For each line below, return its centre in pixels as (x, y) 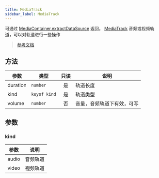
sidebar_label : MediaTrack (32, 14)
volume (16, 104)
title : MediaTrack (24, 9)
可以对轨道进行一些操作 (37, 34)
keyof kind (44, 94)
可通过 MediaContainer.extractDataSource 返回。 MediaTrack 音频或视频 (78, 28)
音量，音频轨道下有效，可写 (107, 104)
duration (17, 85)
